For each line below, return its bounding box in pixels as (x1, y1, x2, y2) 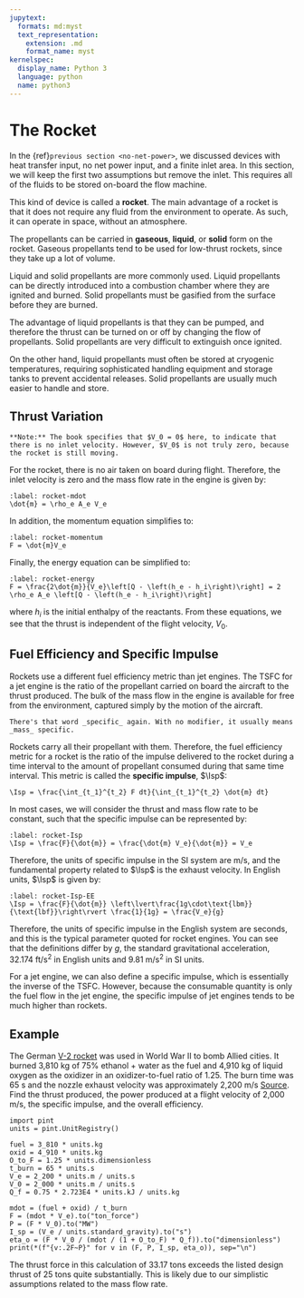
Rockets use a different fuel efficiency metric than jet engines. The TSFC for (9, 671, 293, 682)
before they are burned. (9, 299, 98, 310)
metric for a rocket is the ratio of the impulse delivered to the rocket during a (9, 751, 294, 762)
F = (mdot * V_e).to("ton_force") (9, 1212, 140, 1221)
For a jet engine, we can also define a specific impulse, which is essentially (9, 971, 290, 982)
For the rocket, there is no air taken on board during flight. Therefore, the (9, 465, 280, 476)
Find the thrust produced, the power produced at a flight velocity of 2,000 (9, 1089, 285, 1100)
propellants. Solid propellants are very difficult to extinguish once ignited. (9, 336, 282, 347)
